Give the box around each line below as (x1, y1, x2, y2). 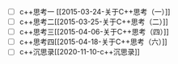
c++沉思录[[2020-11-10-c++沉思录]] (19, 47, 141, 57)
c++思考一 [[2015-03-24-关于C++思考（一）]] (19, 7, 171, 16)
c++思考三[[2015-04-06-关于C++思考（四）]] (19, 27, 169, 37)
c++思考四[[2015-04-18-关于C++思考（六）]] (19, 37, 167, 46)
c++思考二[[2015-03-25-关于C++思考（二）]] (19, 17, 169, 26)
